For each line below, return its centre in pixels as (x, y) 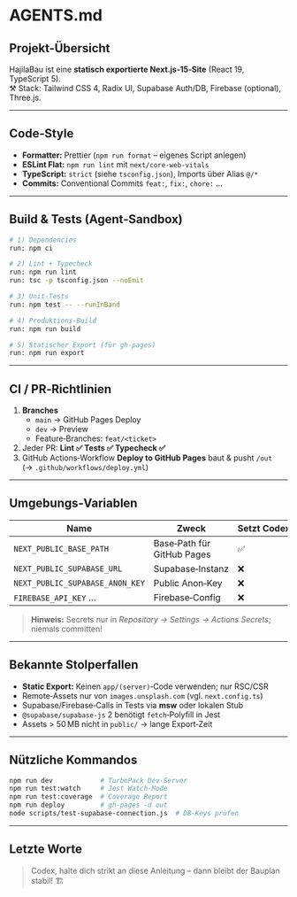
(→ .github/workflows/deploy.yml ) (85, 468)
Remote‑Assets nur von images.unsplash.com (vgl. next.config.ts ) (142, 695)
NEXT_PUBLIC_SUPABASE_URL (68, 568)
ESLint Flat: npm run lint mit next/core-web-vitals (115, 164)
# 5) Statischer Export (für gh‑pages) (83, 345)
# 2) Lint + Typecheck (51, 264)
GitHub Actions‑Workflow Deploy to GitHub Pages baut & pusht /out (147, 458)
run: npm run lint (43, 272)
